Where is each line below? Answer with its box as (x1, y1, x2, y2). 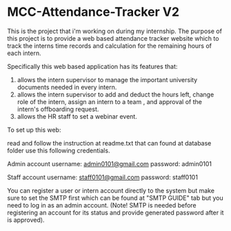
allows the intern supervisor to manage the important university (17, 75, 198, 83)
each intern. (7, 49, 41, 57)
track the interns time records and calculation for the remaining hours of (7, 41, 212, 50)
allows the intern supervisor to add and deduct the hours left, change (17, 90, 214, 99)
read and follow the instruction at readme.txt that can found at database (7, 139, 212, 147)
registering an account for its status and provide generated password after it (7, 208, 224, 217)
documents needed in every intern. (17, 83, 117, 91)
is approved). (7, 215, 45, 224)
